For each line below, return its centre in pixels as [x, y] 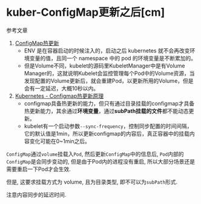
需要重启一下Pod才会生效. [38, 169]
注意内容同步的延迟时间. [36, 194]
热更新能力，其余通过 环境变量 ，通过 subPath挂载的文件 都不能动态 [106, 111]
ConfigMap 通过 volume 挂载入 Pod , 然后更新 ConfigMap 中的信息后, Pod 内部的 [95, 154]
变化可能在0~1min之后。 [60, 141]
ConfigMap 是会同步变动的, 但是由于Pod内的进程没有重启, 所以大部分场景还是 [101, 161]
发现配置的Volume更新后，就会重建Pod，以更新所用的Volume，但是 [109, 81]
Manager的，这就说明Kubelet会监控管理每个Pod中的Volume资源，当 [109, 73]
